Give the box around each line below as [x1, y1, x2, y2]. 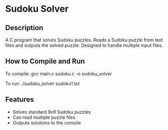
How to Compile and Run [5, 57, 85, 66]
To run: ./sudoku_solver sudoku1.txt [5, 80, 80, 87]
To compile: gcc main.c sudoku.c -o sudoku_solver [5, 70, 112, 76]
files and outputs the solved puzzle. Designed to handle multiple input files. [5, 42, 163, 48]
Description [5, 23, 43, 32]
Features [5, 95, 34, 104]
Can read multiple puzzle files [12, 114, 75, 120]
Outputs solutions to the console [12, 119, 81, 125]
